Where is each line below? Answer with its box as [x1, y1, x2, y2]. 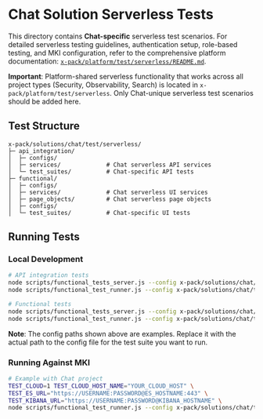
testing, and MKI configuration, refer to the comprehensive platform [8, 48, 226, 57]
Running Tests [8, 230, 80, 244]
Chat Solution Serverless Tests [8, 5, 214, 24]
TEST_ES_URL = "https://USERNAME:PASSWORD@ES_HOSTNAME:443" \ [8, 389, 209, 397]
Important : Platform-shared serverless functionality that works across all [8, 71, 244, 81]
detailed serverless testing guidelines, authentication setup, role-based [8, 39, 238, 49]
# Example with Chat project [8, 374, 103, 382]
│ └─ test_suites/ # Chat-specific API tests [8, 167, 194, 176]
